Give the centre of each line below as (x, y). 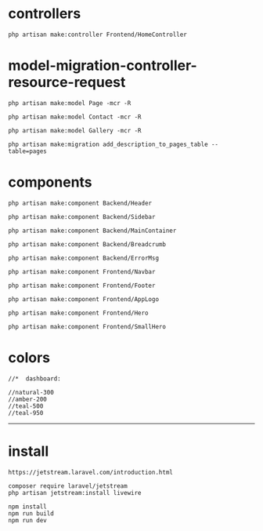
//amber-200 (27, 399)
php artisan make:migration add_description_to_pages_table (108, 144)
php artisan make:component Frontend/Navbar (82, 271)
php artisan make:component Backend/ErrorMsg (83, 258)
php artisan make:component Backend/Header (80, 203)
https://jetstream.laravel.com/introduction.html (91, 472)
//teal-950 (26, 413)
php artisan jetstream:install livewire (75, 493)
